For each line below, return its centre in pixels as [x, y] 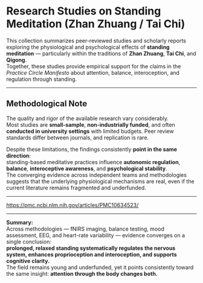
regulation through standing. [42, 79]
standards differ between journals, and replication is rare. [78, 138]
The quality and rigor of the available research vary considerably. [88, 118]
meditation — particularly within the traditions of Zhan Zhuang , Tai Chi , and [101, 53]
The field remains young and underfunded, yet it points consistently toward [100, 267]
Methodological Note [47, 104]
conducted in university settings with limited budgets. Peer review [90, 131]
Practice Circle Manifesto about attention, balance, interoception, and [93, 72]
